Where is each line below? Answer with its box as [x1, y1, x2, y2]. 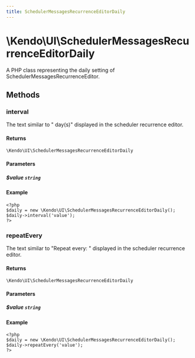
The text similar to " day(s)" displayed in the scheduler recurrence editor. [6, 121, 184, 128]
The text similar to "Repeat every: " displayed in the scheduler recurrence [6, 244, 185, 252]
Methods [6, 89, 40, 100]
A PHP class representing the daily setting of [6, 66, 115, 73]
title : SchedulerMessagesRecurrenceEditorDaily [6, 8, 126, 15]
